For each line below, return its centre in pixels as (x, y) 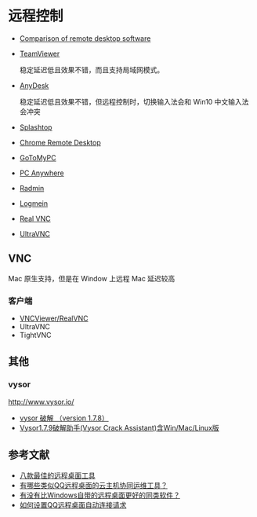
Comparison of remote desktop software (85, 38)
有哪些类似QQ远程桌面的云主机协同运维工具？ (94, 485)
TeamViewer (40, 53)
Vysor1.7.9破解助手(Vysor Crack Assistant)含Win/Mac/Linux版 (119, 427)
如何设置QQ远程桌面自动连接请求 (73, 504)
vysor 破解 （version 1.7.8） (64, 418)
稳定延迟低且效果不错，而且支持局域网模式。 (92, 70)
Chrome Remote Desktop (60, 142)
